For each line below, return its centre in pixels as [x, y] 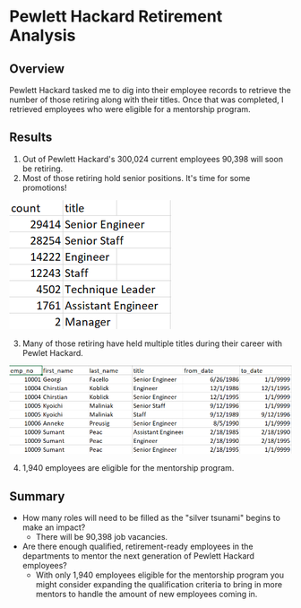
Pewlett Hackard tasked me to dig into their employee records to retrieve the [150, 90]
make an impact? [54, 527]
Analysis [43, 35]
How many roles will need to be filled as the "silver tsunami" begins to [151, 518]
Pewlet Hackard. [52, 352]
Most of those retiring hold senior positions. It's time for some [136, 178]
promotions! [44, 187]
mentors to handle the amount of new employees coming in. [146, 595]
